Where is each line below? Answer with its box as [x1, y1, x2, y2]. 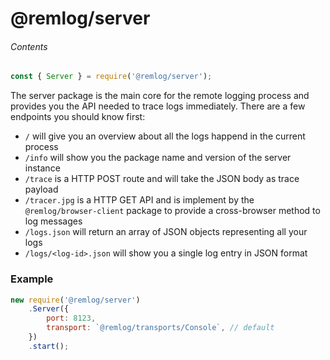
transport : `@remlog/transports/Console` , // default [46, 323, 275, 333]
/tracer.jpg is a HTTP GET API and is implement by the [24, 194, 255, 206]
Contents [10, 40, 48, 52]
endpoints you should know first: [10, 111, 146, 123]
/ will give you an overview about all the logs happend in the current [24, 130, 306, 142]
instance [24, 162, 61, 174]
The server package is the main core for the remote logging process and [10, 90, 310, 102]
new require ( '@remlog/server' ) [10, 295, 141, 305]
